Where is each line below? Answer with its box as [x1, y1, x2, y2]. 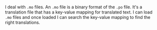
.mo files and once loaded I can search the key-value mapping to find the [5, 15, 151, 20]
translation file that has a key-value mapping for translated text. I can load [5, 9, 153, 15]
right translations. [5, 19, 40, 25]
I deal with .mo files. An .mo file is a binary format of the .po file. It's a [5, 4, 142, 10]
